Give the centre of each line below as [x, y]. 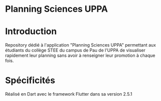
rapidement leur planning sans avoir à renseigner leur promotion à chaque [80, 55]
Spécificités [30, 81]
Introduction [31, 32]
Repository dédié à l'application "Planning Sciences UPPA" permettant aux [80, 45]
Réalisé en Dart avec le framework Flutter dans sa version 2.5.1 [69, 94]
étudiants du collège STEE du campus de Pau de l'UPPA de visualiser [75, 50]
